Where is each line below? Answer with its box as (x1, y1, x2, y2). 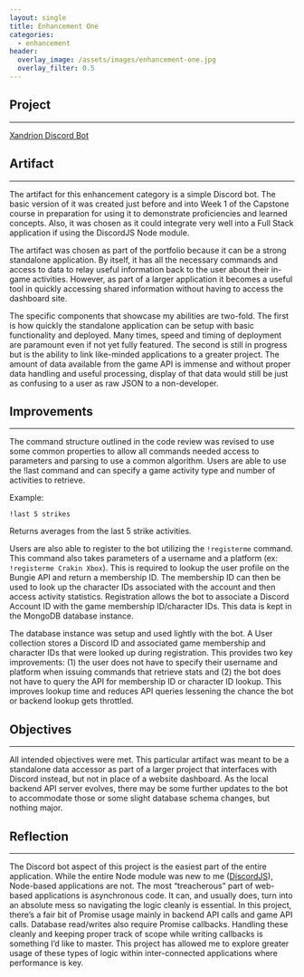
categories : (9, 30, 54, 39)
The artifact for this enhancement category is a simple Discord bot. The (9, 188, 276, 199)
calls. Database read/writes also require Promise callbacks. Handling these (9, 918, 289, 929)
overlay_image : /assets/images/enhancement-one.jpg (17, 55, 217, 64)
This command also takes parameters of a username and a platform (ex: (9, 553, 279, 564)
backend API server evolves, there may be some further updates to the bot (9, 783, 289, 794)
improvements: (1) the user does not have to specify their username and (9, 657, 279, 668)
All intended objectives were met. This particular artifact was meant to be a (9, 754, 290, 765)
